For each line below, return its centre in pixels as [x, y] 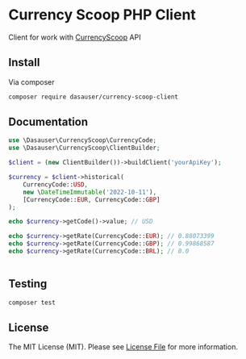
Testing [28, 284]
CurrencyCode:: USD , [56, 184]
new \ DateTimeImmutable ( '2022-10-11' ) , [90, 192]
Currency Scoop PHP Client [102, 15]
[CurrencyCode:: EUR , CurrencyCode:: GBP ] [92, 199]
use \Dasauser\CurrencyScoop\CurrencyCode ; [83, 140]
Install [24, 63]
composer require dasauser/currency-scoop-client [94, 97]
